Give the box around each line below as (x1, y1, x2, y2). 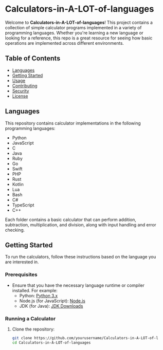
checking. (5, 227, 25, 233)
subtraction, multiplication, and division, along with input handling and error (5, 221, 157, 227)
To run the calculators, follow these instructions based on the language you (5, 254, 156, 260)
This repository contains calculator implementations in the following (5, 120, 141, 126)
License (12, 93, 28, 99)
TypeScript (12, 202, 35, 208)
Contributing (12, 83, 37, 89)
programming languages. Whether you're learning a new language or (5, 30, 144, 36)
